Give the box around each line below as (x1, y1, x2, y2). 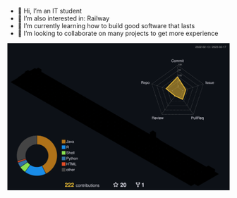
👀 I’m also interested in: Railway (17, 14, 110, 23)
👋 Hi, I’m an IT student (17, 7, 83, 15)
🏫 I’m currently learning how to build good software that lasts (17, 22, 195, 30)
